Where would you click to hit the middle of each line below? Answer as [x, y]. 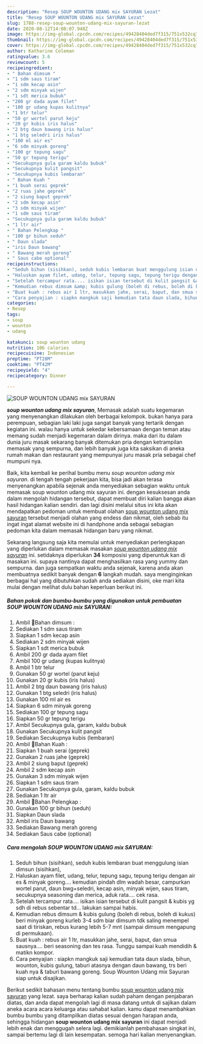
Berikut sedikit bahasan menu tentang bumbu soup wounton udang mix [95, 990]
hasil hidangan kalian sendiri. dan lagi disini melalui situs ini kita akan [92, 505]
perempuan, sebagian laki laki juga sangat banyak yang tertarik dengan [95, 423]
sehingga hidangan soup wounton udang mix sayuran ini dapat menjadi [97, 1022]
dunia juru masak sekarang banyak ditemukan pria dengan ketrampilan [95, 442]
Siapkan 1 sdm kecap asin [48, 635]
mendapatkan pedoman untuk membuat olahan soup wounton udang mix [98, 511]
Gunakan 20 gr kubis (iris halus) [55, 680]
